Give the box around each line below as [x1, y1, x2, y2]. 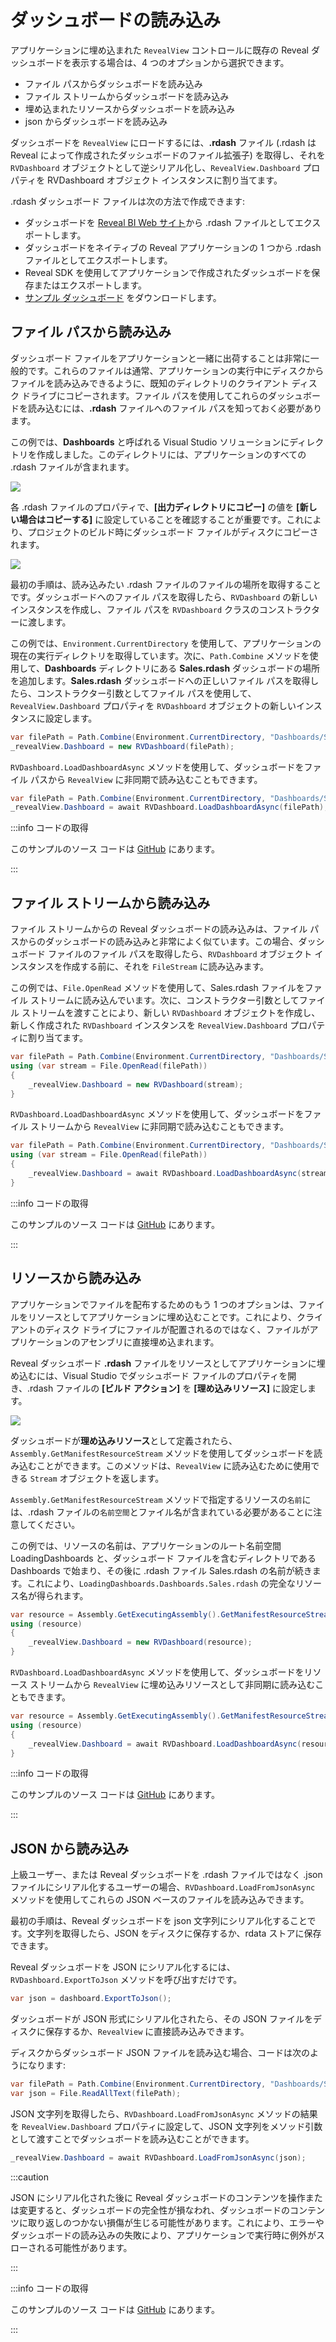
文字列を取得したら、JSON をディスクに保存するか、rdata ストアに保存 [26, 1927, 322, 1940]
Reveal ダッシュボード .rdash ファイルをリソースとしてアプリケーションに [10, 1357, 317, 1369]
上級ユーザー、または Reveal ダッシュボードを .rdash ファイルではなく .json [10, 1869, 323, 1881]
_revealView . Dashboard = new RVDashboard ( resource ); [28, 1637, 253, 1648]
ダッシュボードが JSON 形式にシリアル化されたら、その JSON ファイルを [10, 2013, 314, 2025]
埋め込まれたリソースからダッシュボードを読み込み [24, 102, 236, 115]
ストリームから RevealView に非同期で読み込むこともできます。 [29, 1121, 290, 1133]
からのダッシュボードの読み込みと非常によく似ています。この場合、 [18, 936, 299, 948]
